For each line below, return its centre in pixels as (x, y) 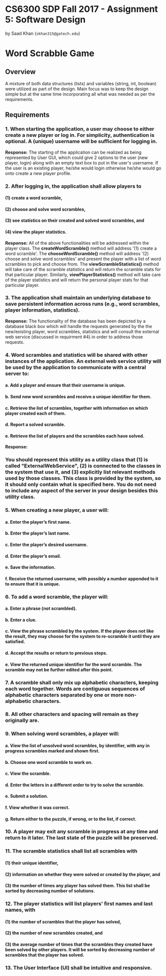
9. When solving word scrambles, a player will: (62, 734)
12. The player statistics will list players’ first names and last (79, 904)
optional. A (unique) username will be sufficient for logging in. (81, 141)
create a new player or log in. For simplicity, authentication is (80, 135)
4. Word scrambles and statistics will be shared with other (76, 355)
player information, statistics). (43, 310)
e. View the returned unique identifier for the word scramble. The (74, 664)
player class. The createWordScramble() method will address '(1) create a (81, 248)
